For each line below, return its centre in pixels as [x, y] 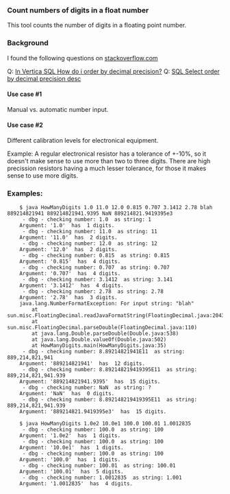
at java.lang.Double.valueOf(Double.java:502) [99, 340]
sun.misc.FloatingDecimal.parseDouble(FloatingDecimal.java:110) [102, 328]
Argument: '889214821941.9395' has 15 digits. [90, 382]
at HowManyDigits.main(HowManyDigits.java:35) [99, 346]
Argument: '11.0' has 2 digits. [68, 238]
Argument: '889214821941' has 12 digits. [82, 364]
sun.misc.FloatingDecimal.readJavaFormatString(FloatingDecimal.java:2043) [117, 316]
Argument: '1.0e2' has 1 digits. [70, 436]
